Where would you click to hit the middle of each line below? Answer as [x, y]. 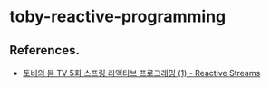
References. [44, 50]
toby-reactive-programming [118, 17]
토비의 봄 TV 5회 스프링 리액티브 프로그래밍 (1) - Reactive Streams [141, 73]
